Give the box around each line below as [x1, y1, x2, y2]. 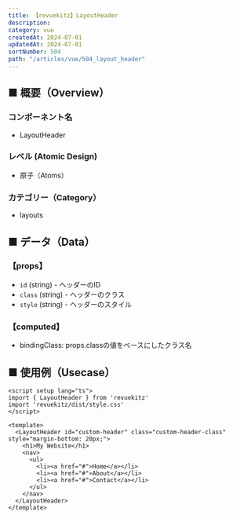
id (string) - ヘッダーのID [19, 280, 101, 289]
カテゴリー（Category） [8, 192, 101, 203]
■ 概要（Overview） [8, 86, 110, 100]
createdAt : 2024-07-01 [8, 33, 82, 42]
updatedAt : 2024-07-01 [8, 41, 82, 49]
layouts [19, 210, 43, 220]
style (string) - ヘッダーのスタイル [19, 299, 132, 309]
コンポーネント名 [8, 111, 73, 122]
